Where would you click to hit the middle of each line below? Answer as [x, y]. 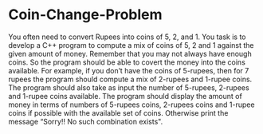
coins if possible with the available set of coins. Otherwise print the [118, 112]
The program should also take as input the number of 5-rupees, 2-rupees [129, 87]
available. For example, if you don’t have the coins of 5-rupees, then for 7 [129, 70]
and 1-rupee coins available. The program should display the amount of [126, 96]
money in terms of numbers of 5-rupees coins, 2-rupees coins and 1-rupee [131, 104]
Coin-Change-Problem [85, 15]
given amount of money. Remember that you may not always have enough [130, 53]
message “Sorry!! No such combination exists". [86, 121]
